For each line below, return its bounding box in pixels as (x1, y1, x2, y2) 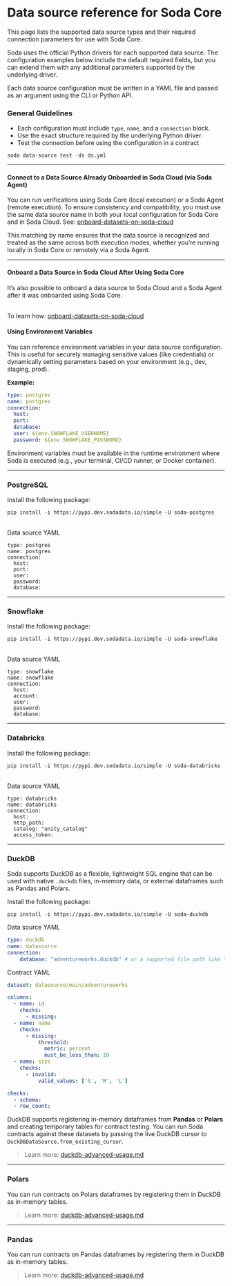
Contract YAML (7, 968, 50, 977)
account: (13, 693, 39, 700)
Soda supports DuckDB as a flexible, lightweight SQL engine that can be (7, 870, 213, 878)
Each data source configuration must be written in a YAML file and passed (7, 84, 218, 92)
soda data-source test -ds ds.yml (7, 152, 107, 160)
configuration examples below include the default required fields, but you (7, 55, 216, 64)
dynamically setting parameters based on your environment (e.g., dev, (7, 357, 207, 365)
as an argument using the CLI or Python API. (7, 91, 133, 99)
